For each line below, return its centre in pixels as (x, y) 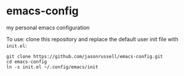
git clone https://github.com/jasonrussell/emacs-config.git (85, 56)
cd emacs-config (27, 62)
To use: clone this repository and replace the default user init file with (92, 39)
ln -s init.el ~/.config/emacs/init (52, 67)
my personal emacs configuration (48, 28)
